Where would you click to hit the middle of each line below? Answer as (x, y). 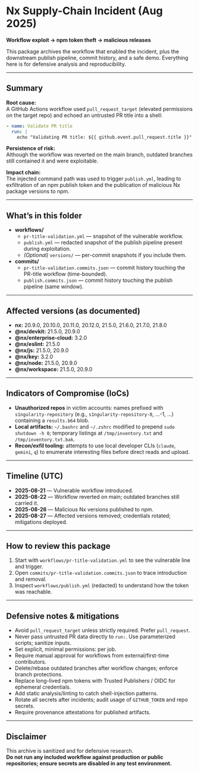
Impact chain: (23, 173)
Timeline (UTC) (35, 476)
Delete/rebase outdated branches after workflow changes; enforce (96, 668)
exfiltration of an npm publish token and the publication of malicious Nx (93, 185)
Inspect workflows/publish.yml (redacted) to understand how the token (102, 586)
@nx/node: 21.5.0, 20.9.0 (46, 363)
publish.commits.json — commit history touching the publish (98, 281)
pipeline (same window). (54, 287)
